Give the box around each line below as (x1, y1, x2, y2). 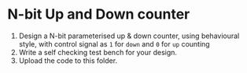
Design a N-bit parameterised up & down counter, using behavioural (18, 31, 240, 40)
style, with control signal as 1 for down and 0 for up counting (18, 39, 210, 48)
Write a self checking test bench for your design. (18, 47, 178, 57)
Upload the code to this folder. (18, 56, 118, 65)
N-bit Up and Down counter (7, 5, 190, 23)
